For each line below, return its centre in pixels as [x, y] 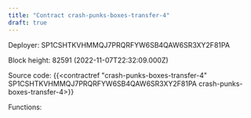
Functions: [25, 107]
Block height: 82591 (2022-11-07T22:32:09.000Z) [88, 60]
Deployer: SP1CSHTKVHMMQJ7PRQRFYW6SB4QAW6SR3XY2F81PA [119, 45]
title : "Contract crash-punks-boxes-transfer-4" [89, 15]
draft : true [27, 23]
